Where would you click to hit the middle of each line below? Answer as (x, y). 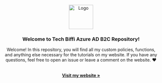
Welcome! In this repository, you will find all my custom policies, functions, (81, 50)
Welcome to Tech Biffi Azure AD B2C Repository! (81, 39)
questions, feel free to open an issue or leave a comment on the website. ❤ (81, 60)
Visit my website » (81, 75)
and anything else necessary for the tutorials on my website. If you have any (81, 55)
